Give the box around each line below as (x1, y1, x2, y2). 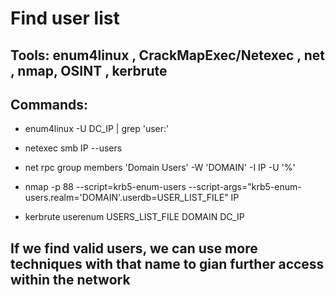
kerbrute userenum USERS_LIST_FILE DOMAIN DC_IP (24, 211, 245, 223)
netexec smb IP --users (24, 142, 123, 154)
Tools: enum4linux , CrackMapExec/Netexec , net (10, 47, 325, 64)
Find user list (10, 7, 120, 30)
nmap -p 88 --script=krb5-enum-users (24, 181, 187, 193)
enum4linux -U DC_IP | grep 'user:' (24, 123, 170, 135)
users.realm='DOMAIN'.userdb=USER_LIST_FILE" (24, 192, 229, 204)
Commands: (10, 96, 89, 113)
